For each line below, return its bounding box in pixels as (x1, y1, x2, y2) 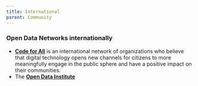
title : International (6, 8, 60, 15)
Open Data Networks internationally (6, 34, 113, 42)
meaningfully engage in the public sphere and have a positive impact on (14, 60, 192, 67)
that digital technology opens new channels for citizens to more (14, 54, 172, 61)
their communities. (14, 66, 61, 73)
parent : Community (6, 14, 52, 20)
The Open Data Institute (14, 73, 76, 80)
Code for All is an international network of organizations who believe (14, 47, 184, 54)
